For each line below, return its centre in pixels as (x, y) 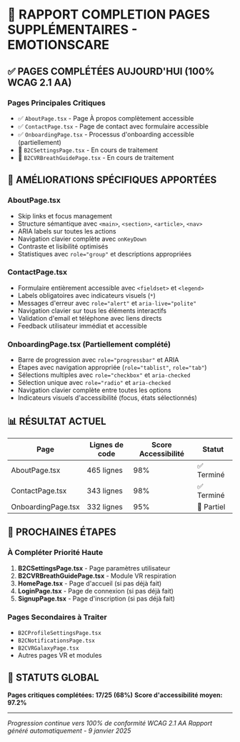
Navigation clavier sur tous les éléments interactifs (92, 311)
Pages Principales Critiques (56, 103)
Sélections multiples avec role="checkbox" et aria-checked (104, 375)
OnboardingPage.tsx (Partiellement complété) (89, 344)
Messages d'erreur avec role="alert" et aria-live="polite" (107, 303)
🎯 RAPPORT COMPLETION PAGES (109, 15)
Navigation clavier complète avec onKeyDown (82, 239)
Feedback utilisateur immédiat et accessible (82, 326)
